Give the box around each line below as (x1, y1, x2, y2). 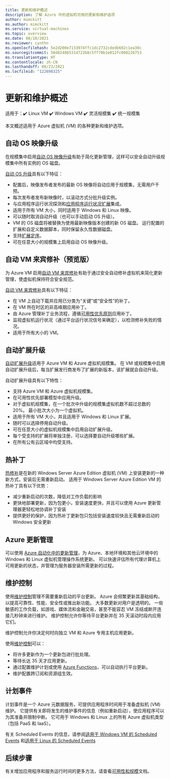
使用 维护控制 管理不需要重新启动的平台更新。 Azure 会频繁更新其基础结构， (5, 593, 162, 599)
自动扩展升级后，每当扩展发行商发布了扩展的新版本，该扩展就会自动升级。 (5, 367, 161, 373)
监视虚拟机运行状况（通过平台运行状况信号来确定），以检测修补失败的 (12, 317, 157, 323)
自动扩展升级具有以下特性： (5, 377, 63, 383)
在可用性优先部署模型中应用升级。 (12, 395, 84, 401)
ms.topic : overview (5, 31, 47, 36)
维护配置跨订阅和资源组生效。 (12, 670, 75, 676)
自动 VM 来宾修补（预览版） (5, 255, 93, 264)
